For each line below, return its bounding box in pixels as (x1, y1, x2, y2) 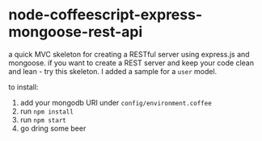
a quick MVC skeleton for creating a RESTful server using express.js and (8, 49, 250, 59)
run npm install (19, 106, 74, 116)
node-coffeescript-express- (8, 6, 203, 24)
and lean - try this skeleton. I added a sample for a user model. (8, 66, 218, 76)
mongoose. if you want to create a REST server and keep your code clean (8, 58, 255, 68)
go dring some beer (19, 123, 87, 133)
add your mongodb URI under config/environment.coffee (19, 97, 212, 107)
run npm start (19, 114, 66, 124)
